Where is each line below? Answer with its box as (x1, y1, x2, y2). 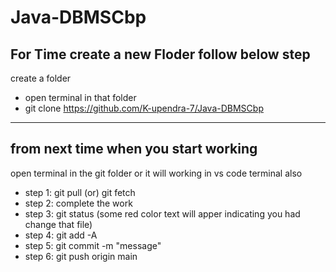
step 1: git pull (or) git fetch (24, 186, 136, 198)
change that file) (24, 218, 93, 230)
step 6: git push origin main (24, 250, 138, 262)
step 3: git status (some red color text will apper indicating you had (24, 207, 301, 220)
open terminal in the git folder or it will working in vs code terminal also (10, 167, 303, 179)
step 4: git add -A (24, 229, 98, 241)
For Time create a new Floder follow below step (10, 46, 311, 63)
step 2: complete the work (24, 197, 133, 209)
